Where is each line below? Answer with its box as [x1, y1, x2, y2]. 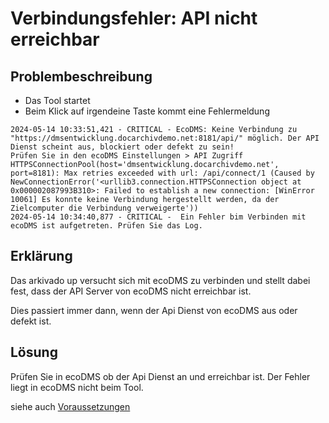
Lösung [10, 344, 58, 361]
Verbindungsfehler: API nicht [10, 7, 258, 30]
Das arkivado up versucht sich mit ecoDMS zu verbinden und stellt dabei [10, 274, 311, 286]
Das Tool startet [24, 95, 91, 106]
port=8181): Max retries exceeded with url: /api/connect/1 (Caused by [10, 168, 315, 178]
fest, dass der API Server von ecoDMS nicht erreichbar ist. [10, 285, 252, 297]
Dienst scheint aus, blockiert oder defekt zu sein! [10, 142, 235, 152]
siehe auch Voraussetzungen [10, 400, 131, 412]
